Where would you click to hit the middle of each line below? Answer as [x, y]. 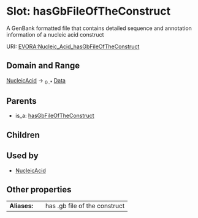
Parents [21, 101]
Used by [22, 156]
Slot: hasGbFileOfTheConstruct [88, 11]
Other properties [39, 190]
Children [23, 135]
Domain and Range [43, 66]
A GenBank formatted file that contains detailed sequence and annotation [99, 28]
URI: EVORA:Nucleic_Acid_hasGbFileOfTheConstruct [73, 46]
